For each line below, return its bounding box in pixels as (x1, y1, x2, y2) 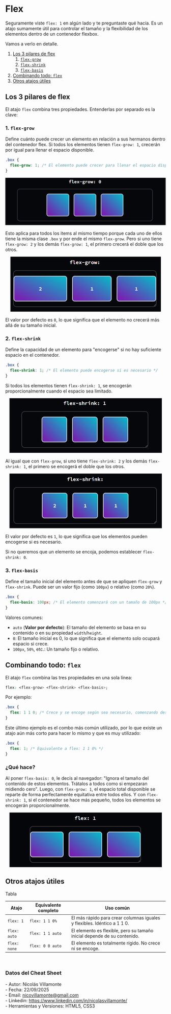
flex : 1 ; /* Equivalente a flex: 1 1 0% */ (10, 746, 103, 751)
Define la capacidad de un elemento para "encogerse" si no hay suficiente (5, 347, 161, 353)
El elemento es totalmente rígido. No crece (71, 940, 160, 946)
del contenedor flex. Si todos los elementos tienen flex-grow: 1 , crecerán (5, 142, 160, 148)
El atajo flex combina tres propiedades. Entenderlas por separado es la (5, 106, 155, 112)
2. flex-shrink (5, 335, 41, 342)
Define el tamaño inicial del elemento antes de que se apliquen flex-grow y (5, 579, 162, 585)
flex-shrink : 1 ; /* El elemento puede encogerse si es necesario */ (10, 368, 158, 373)
